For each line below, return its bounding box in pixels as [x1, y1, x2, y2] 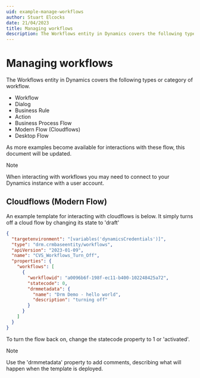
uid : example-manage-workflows [6, 8, 84, 15]
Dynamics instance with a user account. [6, 179, 104, 187]
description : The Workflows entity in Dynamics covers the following [6, 31, 183, 37]
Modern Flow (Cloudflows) [14, 126, 81, 133]
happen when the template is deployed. [6, 365, 103, 372]
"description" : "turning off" [32, 297, 108, 303]
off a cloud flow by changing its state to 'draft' [6, 219, 120, 226]
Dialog [14, 101, 31, 108]
